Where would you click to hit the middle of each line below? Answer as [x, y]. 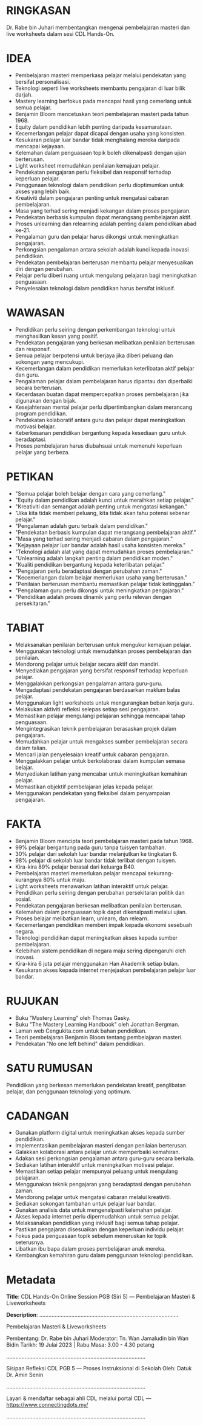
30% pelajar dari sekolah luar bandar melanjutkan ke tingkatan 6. [96, 853]
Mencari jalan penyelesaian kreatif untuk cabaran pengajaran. [92, 754]
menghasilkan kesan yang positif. [57, 336]
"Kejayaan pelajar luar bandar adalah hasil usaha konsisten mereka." [100, 545]
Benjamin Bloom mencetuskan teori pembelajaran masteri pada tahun [102, 114]
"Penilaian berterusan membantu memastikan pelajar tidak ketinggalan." [105, 584]
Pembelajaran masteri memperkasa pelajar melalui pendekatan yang [100, 75]
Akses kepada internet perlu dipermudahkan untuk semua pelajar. [97, 1217]
